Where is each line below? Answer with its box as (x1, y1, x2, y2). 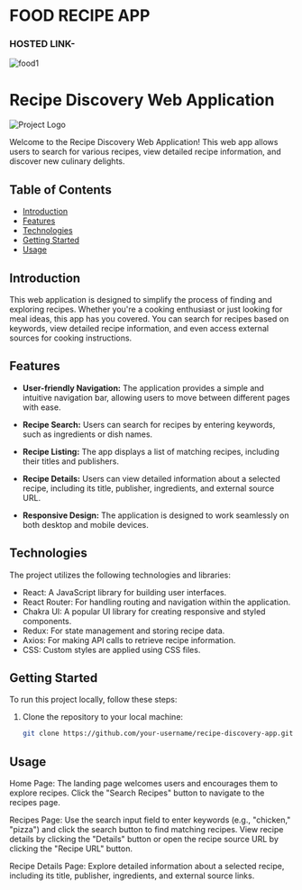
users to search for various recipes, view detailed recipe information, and (9, 146, 281, 158)
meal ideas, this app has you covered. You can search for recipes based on (9, 313, 289, 324)
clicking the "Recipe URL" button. (9, 843, 133, 854)
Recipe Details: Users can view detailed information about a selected (22, 473, 281, 484)
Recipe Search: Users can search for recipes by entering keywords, (22, 419, 276, 430)
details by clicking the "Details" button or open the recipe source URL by (9, 834, 279, 845)
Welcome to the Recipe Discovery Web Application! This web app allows (9, 137, 279, 148)
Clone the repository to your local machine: (22, 712, 183, 722)
